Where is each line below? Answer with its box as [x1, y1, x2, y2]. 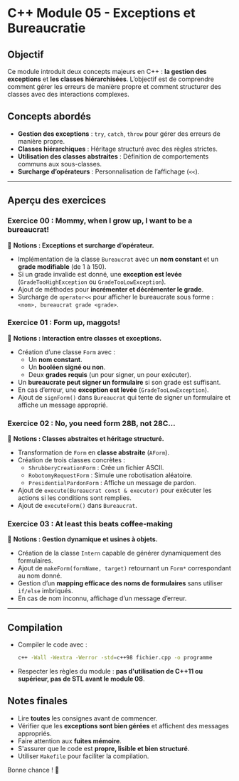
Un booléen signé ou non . [28, 363, 106, 371]
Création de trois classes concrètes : [17, 456, 126, 464]
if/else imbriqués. [17, 587, 73, 595]
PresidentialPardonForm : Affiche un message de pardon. [28, 479, 197, 487]
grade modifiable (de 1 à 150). [17, 262, 107, 271]
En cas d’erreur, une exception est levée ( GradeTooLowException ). [17, 386, 209, 394]
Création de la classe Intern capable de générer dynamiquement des [17, 549, 222, 558]
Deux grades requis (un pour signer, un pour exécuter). [28, 370, 192, 378]
